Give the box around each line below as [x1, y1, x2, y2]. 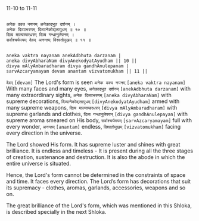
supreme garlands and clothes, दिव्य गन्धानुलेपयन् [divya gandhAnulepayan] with [6, 110, 188, 118]
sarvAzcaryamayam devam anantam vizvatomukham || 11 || [6, 69, 148, 74]
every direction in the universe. [6, 129, 82, 136]
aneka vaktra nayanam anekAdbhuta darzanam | [6, 53, 121, 59]
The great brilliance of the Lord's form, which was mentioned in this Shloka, [6, 202, 192, 209]
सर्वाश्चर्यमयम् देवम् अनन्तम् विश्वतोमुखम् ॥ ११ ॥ [6, 37, 91, 43]
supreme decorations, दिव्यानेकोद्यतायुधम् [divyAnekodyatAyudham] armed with [6, 98, 180, 105]
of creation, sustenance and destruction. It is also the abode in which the [6, 154, 185, 161]
